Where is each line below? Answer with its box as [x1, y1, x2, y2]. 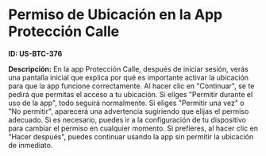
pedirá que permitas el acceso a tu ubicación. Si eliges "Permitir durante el [8, 89, 253, 99]
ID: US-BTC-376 [8, 49, 63, 58]
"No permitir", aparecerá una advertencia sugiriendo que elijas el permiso [8, 106, 249, 116]
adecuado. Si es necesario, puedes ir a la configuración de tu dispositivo [8, 115, 246, 124]
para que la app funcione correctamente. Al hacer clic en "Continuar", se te [8, 81, 255, 91]
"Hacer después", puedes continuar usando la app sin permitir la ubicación [8, 131, 254, 141]
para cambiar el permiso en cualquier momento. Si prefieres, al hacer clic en [8, 123, 258, 133]
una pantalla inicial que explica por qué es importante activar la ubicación [8, 72, 249, 82]
